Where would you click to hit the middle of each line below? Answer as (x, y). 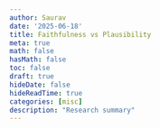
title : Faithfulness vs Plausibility (80, 34)
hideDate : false (40, 85)
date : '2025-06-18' (46, 26)
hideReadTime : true (46, 93)
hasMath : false (38, 59)
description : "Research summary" (72, 110)
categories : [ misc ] (46, 101)
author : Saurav (38, 18)
